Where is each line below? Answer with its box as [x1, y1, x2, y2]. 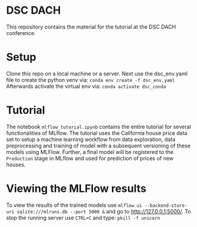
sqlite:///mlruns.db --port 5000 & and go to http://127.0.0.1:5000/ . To [17, 207, 192, 215]
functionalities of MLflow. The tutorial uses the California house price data [6, 129, 187, 137]
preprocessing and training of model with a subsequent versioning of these [6, 142, 191, 149]
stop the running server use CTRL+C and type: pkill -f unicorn [6, 214, 161, 221]
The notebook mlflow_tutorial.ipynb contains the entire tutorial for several [6, 123, 192, 130]
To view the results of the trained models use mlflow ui [6, 201, 142, 209]
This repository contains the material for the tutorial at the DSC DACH [6, 23, 176, 30]
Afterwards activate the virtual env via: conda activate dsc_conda [6, 83, 167, 90]
